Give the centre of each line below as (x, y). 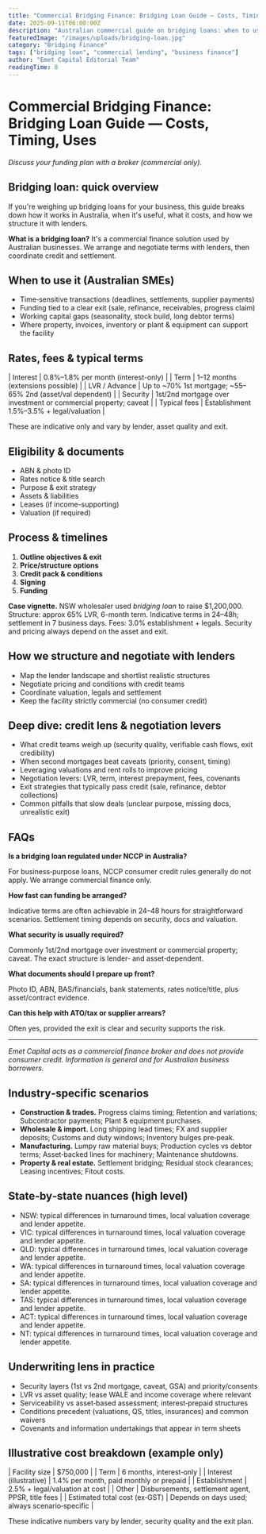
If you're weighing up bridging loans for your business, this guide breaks (127, 206)
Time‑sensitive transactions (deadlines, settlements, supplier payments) (137, 299)
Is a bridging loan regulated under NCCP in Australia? (98, 856)
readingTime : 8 (33, 67)
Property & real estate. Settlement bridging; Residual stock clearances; (136, 1163)
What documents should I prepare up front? (82, 974)
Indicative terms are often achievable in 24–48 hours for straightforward (125, 911)
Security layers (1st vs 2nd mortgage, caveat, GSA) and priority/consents (139, 1386)
